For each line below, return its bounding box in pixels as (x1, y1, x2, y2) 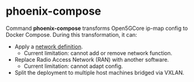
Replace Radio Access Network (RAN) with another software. (14, 56, 170, 63)
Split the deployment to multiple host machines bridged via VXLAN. (14, 69, 185, 76)
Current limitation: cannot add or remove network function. (23, 49, 173, 56)
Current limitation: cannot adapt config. (23, 62, 123, 70)
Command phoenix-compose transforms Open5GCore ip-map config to (6, 24, 188, 32)
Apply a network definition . (14, 43, 83, 50)
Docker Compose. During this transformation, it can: (6, 31, 138, 38)
